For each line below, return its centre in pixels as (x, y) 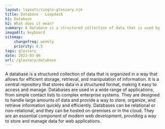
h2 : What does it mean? (30, 23)
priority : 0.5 (28, 46)
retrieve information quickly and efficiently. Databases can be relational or (80, 105)
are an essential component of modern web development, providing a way (81, 116)
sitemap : (14, 37)
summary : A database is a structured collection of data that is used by (83, 28)
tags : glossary (21, 51)
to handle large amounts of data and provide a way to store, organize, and (80, 100)
